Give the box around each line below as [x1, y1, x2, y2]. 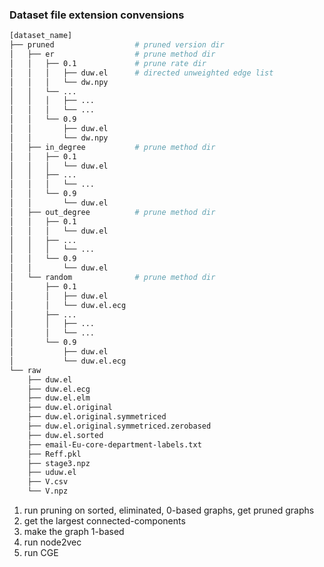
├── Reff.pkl [27, 449, 82, 459]
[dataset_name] [9, 31, 73, 41]
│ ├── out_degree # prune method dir [9, 207, 216, 217]
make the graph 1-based [23, 526, 125, 538]
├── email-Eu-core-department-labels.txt [27, 439, 202, 450]
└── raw [9, 365, 42, 375]
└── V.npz [27, 486, 69, 497]
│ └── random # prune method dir [9, 273, 216, 283]
